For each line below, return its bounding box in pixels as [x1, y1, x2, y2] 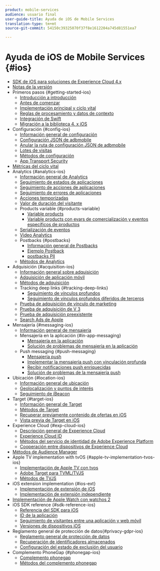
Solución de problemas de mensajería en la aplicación [27, 343, 138, 349]
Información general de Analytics [19, 174, 88, 180]
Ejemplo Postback [27, 248, 65, 254]
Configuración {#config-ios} [12, 126, 71, 132]
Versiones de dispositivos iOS [19, 523, 81, 529]
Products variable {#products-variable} [19, 206, 100, 212]
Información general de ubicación [19, 380, 89, 386]
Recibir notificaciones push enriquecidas [27, 364, 111, 370]
